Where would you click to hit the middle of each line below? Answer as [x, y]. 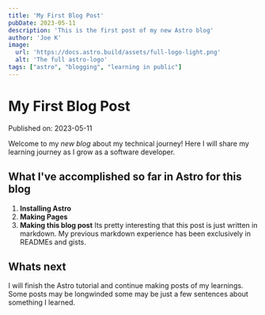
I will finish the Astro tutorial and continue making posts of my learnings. [126, 286]
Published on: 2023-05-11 [50, 128]
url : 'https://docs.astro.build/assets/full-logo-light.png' [118, 52]
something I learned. [42, 302]
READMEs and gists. [53, 241]
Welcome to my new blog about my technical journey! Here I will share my [129, 143]
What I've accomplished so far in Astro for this [125, 177]
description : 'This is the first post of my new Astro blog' [111, 30]
